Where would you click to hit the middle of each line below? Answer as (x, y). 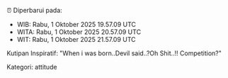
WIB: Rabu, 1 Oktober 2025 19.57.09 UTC (76, 24)
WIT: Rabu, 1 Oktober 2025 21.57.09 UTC (76, 39)
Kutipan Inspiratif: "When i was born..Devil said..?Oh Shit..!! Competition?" (114, 53)
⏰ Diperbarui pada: (35, 10)
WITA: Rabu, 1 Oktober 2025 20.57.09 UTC (79, 32)
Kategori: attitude (32, 67)
